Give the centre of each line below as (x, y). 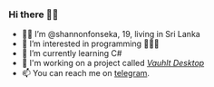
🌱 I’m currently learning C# (72, 53)
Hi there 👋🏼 (34, 14)
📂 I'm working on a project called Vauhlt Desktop (113, 63)
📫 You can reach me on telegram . (86, 73)
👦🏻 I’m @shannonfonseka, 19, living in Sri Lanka (111, 34)
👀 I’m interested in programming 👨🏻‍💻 (90, 43)
